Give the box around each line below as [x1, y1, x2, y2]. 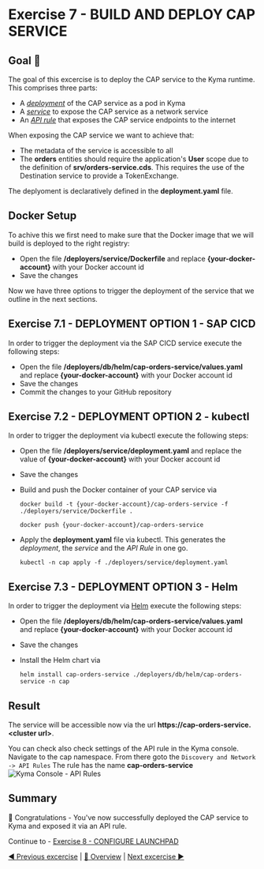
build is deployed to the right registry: [8, 239, 130, 248]
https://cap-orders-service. [157, 720, 251, 730]
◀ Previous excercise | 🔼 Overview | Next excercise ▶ [8, 852, 184, 861]
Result [8, 699, 41, 713]
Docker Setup [8, 209, 77, 223]
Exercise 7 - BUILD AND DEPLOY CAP [8, 6, 256, 24]
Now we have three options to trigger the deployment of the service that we [8, 286, 255, 295]
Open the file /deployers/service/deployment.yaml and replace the [19, 446, 242, 456]
